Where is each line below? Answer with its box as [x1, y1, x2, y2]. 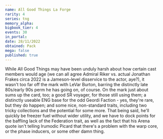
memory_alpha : [5, 21, 34, 26]
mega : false [5, 48, 29, 53]
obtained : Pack [5, 44, 36, 48]
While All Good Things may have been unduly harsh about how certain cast [5, 66, 157, 72]
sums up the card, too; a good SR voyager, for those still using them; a [5, 92, 146, 98]
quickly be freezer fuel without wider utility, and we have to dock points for [5, 113, 156, 119]
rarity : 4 [5, 12, 25, 17]
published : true [5, 52, 38, 58]
